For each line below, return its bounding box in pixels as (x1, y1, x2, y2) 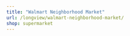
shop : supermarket (6, 20, 53, 26)
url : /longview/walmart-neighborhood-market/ (6, 15, 124, 21)
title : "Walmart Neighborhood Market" (6, 9, 105, 15)
